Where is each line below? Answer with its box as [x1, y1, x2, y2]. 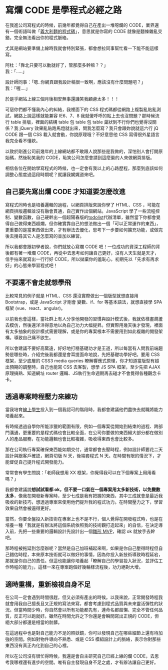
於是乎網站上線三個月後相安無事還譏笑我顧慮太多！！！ [5, 95, 119, 101]
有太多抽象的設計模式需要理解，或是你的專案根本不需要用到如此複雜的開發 [5, 328, 158, 334]
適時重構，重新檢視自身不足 [5, 580, 91, 588]
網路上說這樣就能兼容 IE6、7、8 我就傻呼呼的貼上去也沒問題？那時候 [13, 112, 155, 118]
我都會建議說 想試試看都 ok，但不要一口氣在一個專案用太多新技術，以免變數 [5, 486, 161, 492]
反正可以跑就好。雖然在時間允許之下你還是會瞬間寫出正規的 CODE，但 [13, 613, 159, 619]
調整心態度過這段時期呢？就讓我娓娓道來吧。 [5, 171, 97, 177]
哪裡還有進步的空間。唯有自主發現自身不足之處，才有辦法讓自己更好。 [13, 659, 158, 665]
